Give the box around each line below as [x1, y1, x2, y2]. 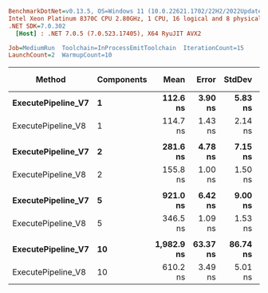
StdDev [223, 74, 253, 85]
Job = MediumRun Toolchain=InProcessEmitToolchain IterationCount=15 [8, 44, 245, 52]
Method [35, 74, 66, 85]
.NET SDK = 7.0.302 [8, 21, 66, 30]
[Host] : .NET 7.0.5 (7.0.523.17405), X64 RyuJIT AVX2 [15, 29, 202, 37]
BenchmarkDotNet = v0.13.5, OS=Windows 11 [8, 7, 145, 15]
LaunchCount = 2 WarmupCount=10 [8, 51, 112, 60]
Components [97, 74, 148, 85]
